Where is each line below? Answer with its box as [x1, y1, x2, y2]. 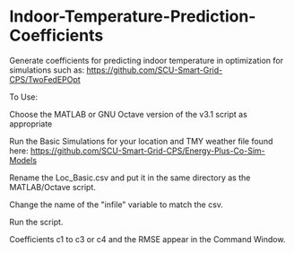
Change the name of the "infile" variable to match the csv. [9, 199, 224, 210]
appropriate [9, 118, 53, 129]
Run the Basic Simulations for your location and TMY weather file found [9, 135, 273, 146]
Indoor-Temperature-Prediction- [9, 6, 256, 27]
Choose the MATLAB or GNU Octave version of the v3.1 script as [9, 109, 248, 119]
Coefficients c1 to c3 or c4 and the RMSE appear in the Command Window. [9, 233, 286, 244]
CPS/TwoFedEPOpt [9, 74, 81, 84]
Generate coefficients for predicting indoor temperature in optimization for [9, 55, 284, 65]
